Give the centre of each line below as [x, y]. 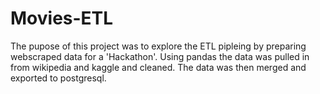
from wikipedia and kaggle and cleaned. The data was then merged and [158, 67]
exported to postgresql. [58, 78]
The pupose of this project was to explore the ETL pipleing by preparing [158, 46]
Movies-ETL [62, 18]
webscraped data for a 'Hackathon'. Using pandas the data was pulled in [160, 56]
